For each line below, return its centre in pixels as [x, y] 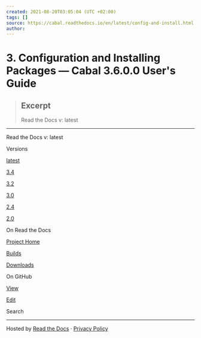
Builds [14, 253]
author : [16, 28]
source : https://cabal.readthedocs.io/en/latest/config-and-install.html [100, 23]
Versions [17, 149]
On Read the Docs [29, 230]
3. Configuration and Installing [83, 58]
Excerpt [36, 105]
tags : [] [17, 17]
